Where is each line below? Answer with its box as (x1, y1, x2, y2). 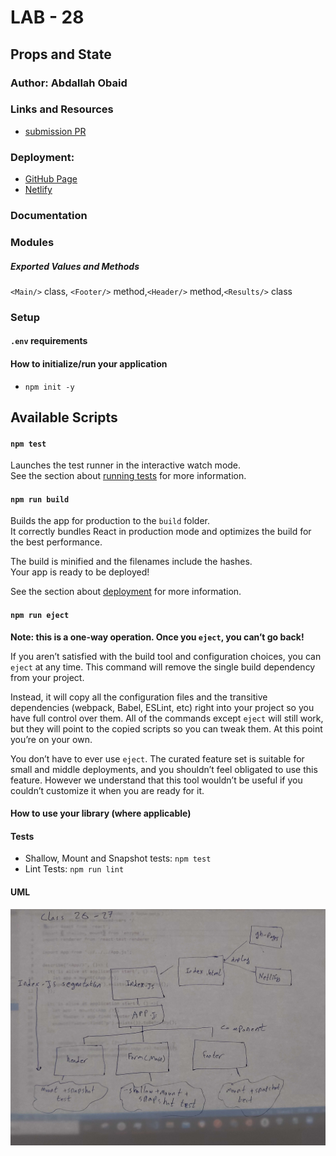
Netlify (24, 184, 53, 196)
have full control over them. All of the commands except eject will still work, (10, 712, 324, 724)
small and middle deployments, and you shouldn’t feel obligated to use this (10, 763, 318, 775)
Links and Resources (10, 102, 114, 116)
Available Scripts (10, 409, 118, 426)
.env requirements (10, 335, 88, 347)
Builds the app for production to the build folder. (10, 515, 211, 527)
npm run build (10, 494, 70, 505)
